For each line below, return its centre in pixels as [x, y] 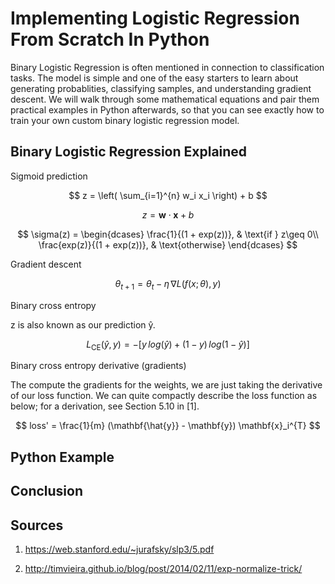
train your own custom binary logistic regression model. [125, 120]
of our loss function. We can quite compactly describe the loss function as [164, 396]
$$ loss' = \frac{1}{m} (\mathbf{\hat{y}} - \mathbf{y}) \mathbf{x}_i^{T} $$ [168, 426]
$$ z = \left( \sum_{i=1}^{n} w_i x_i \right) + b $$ [168, 195]
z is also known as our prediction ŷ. [83, 324]
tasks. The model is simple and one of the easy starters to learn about [154, 78]
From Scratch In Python [110, 39]
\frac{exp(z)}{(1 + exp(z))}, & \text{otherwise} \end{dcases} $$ [168, 244]
